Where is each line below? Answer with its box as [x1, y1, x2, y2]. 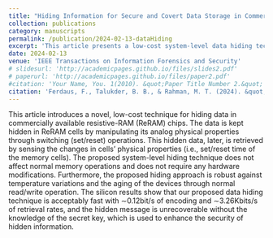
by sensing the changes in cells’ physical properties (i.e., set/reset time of [8, 144, 256, 154]
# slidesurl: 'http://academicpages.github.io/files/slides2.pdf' [8, 65, 238, 73]
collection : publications [8, 19, 96, 28]
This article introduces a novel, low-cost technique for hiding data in [8, 110, 237, 119]
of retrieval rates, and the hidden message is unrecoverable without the [8, 205, 248, 214]
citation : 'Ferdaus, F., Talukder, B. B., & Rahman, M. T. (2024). [8, 87, 242, 96]
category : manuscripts [8, 27, 85, 35]
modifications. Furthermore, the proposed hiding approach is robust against [8, 170, 262, 180]
